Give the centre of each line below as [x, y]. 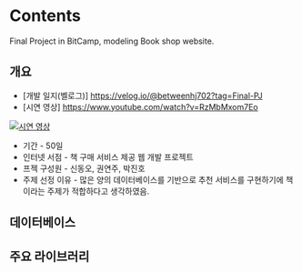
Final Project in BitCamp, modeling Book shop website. [112, 41]
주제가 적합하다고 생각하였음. [98, 191]
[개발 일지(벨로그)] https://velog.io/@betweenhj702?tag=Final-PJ [143, 96]
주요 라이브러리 [50, 256]
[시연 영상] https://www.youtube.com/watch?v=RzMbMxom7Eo [140, 106]
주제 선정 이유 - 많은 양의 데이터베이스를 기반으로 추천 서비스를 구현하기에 [153, 179]
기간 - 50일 [43, 146]
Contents [45, 16]
